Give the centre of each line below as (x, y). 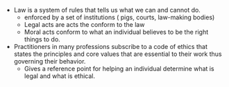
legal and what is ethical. (60, 76)
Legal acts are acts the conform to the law (84, 25)
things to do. (42, 39)
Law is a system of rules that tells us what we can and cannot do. (107, 10)
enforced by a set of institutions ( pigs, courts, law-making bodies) (119, 17)
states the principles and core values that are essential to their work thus (118, 54)
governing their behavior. (50, 61)
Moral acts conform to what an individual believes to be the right (116, 32)
